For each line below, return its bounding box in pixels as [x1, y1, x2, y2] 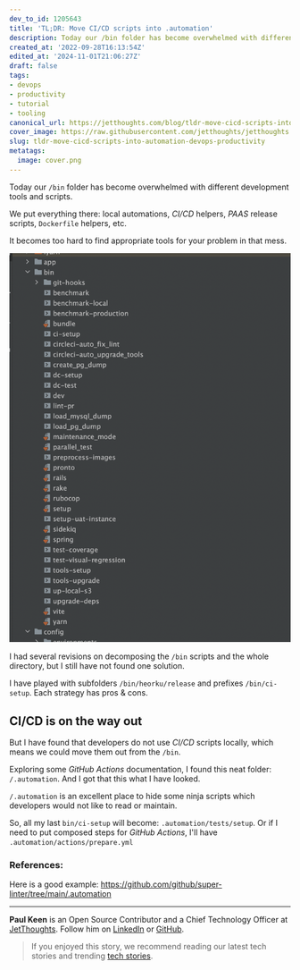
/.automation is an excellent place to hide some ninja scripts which [9, 791, 255, 802]
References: [9, 858, 64, 871]
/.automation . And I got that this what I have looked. [9, 773, 201, 784]
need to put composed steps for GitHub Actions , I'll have [9, 827, 218, 838]
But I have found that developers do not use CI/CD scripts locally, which [9, 738, 274, 748]
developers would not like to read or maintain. [9, 800, 178, 811]
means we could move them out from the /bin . [9, 746, 181, 757]
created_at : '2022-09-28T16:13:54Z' [9, 43, 146, 52]
